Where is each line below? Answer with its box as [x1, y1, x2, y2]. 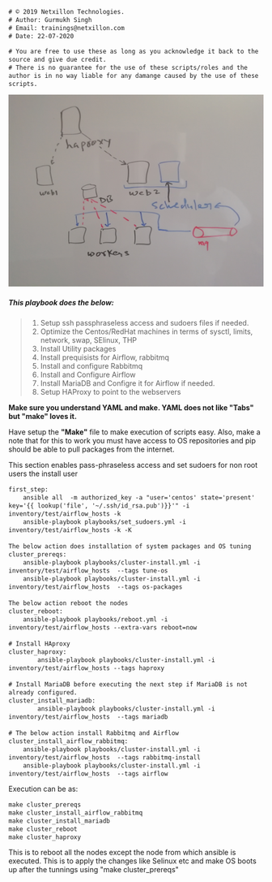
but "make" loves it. [8, 411, 77, 421]
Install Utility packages [40, 344, 117, 353]
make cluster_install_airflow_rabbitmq [8, 808, 143, 817]
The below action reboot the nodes [8, 599, 129, 607]
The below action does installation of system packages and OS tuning [8, 542, 252, 551]
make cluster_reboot [8, 824, 79, 833]
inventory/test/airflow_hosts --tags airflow [8, 769, 168, 778]
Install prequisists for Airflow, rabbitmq [40, 352, 170, 362]
